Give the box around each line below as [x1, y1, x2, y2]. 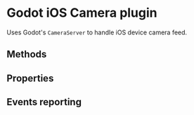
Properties [6, 72, 54, 84]
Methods [6, 48, 47, 60]
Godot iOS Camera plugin [6, 5, 157, 21]
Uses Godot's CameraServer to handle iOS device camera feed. [6, 28, 188, 36]
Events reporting [6, 96, 82, 108]
